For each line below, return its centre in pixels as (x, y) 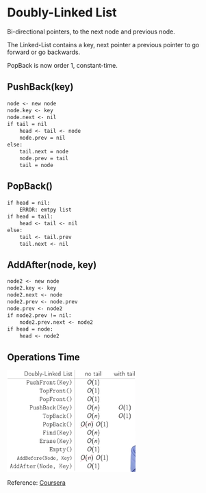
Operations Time (43, 357)
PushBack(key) (40, 87)
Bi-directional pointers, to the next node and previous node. (91, 31)
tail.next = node (44, 151)
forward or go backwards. (44, 52)
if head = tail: (30, 216)
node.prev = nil (43, 138)
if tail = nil (27, 124)
